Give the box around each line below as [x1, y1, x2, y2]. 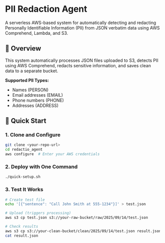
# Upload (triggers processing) [5, 211, 71, 216]
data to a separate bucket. [5, 68, 58, 74]
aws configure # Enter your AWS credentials [5, 152, 100, 157]
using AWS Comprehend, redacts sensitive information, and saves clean [5, 62, 151, 68]
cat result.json [5, 233, 38, 238]
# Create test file [5, 197, 45, 202]
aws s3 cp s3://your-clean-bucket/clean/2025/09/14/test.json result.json [5, 228, 162, 234]
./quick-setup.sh [5, 174, 41, 180]
